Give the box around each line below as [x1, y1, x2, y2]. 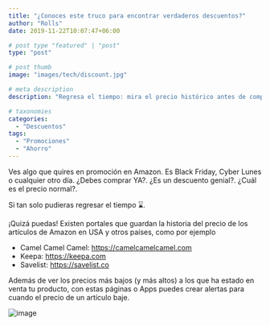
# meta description [8, 85, 74, 93]
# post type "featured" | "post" [8, 41, 121, 49]
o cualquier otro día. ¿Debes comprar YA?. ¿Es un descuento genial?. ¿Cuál [8, 175, 257, 185]
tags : [8, 130, 27, 138]
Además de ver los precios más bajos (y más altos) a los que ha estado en [8, 275, 255, 285]
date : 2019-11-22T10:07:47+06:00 [8, 27, 121, 35]
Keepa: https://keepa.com [19, 251, 106, 261]
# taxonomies [8, 107, 52, 115]
